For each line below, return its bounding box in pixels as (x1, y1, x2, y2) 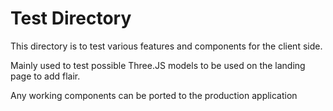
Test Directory (10, 7, 132, 30)
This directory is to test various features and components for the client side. (10, 40, 323, 52)
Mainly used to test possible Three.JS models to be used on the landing (10, 59, 306, 71)
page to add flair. (10, 70, 81, 82)
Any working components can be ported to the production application (10, 89, 298, 101)
